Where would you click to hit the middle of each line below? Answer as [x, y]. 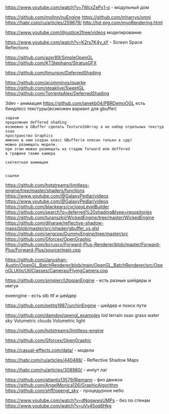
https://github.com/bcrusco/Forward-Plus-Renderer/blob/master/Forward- [83, 244]
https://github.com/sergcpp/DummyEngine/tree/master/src [67, 234]
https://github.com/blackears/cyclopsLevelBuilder [57, 207]
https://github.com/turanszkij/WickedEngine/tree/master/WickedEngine [80, 217]
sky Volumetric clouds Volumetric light [45, 321]
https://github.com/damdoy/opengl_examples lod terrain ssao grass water [82, 315]
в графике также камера [30, 153]
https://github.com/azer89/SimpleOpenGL [49, 57]
